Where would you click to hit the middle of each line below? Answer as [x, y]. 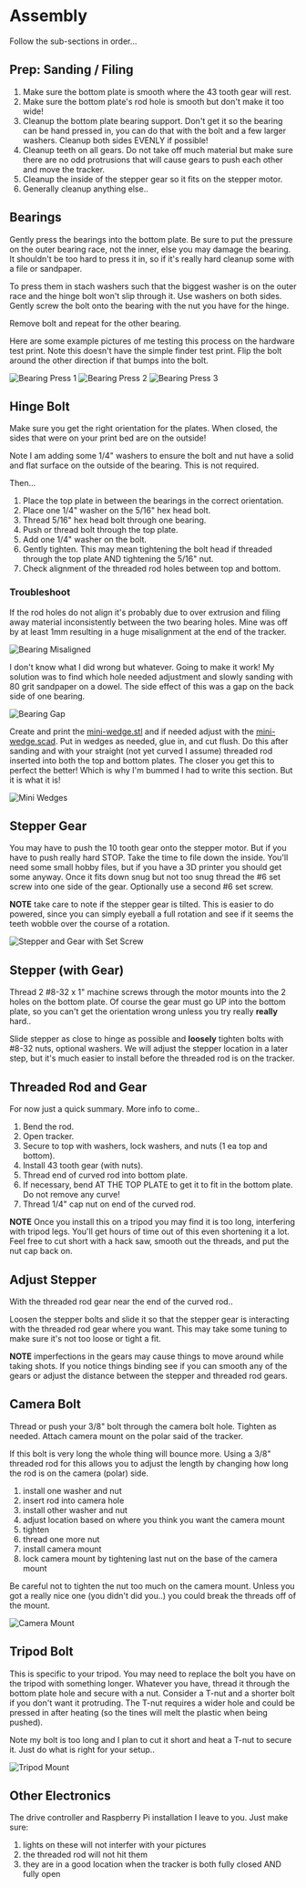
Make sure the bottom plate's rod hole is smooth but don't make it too [153, 101]
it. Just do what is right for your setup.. [82, 1749]
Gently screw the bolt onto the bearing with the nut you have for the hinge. [149, 306]
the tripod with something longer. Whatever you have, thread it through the [149, 1683]
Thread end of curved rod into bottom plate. [105, 1175]
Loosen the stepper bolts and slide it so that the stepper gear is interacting [149, 1319]
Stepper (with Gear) [67, 970]
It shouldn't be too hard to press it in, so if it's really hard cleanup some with [152, 259]
